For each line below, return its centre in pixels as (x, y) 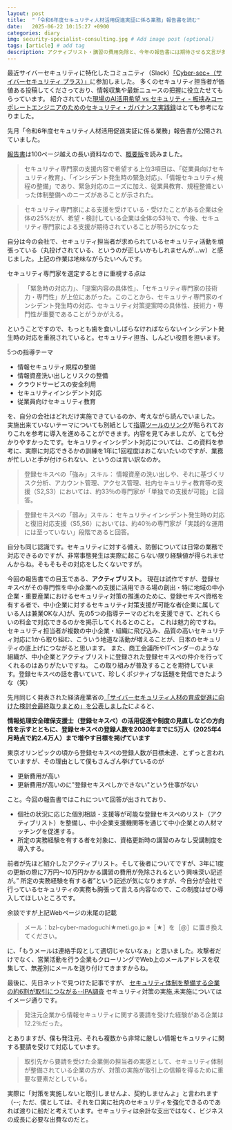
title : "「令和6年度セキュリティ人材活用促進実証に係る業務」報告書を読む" (104, 20)
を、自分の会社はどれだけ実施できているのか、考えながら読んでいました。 (113, 416)
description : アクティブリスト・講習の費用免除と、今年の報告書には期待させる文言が (114, 53)
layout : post (26, 13)
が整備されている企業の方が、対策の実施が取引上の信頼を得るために (121, 1070)
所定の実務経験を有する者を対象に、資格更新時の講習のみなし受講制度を (120, 840)
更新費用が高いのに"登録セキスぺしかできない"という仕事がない (108, 784)
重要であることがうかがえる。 (85, 314)
